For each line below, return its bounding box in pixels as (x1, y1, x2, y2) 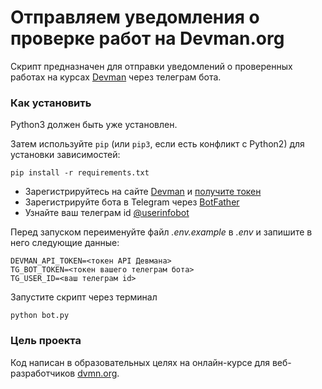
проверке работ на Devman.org (10, 27, 285, 50)
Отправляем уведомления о (10, 6, 260, 29)
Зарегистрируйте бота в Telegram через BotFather (24, 196, 240, 208)
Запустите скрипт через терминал (10, 291, 158, 303)
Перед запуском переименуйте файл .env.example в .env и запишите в (10, 226, 313, 238)
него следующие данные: (10, 237, 120, 249)
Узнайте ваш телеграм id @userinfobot (24, 207, 190, 219)
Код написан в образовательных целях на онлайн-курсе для (10, 356, 270, 368)
